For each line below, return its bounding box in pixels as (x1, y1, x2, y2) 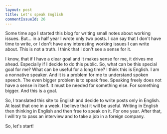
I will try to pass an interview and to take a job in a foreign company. (5, 113, 145, 119)
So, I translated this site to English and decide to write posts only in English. (5, 97, 161, 103)
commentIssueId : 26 (5, 16, 46, 21)
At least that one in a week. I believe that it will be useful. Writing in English (5, 103, 159, 109)
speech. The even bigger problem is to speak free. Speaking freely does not (5, 77, 162, 83)
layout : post (5, 7, 32, 12)
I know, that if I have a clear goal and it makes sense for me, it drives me (5, 56, 154, 62)
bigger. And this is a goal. (5, 88, 57, 94)
